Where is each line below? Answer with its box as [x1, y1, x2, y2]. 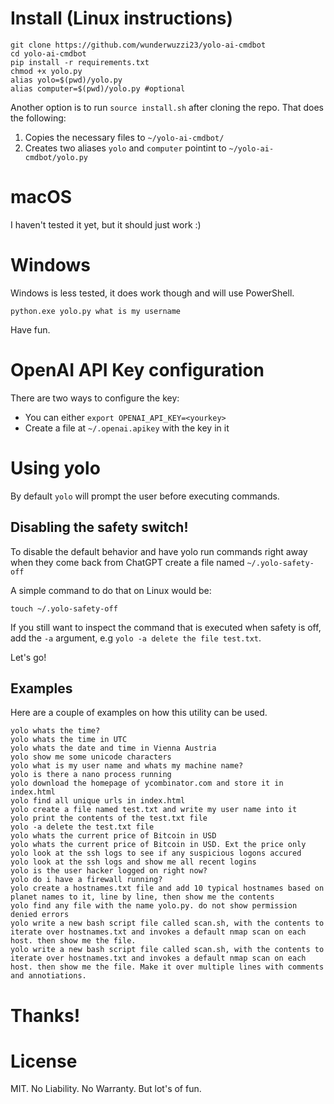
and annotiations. [10, 971, 87, 981]
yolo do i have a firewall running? [10, 875, 163, 885]
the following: [10, 112, 67, 124]
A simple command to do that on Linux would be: [10, 584, 212, 596]
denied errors [10, 910, 70, 920]
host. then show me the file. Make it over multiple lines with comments [10, 962, 325, 972]
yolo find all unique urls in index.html [10, 796, 186, 806]
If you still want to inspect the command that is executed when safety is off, [10, 621, 322, 633]
